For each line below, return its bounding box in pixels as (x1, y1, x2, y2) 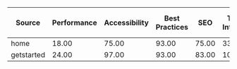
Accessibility (104, 18, 150, 27)
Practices (155, 23, 188, 32)
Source (16, 18, 41, 27)
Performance (51, 18, 97, 27)
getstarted (11, 50, 46, 59)
